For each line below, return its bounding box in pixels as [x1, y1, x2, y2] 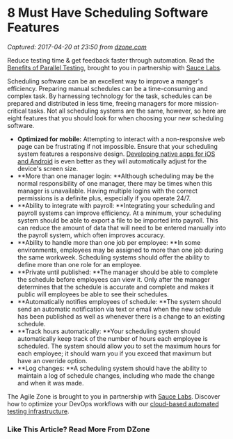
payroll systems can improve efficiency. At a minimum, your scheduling [17, 209, 222, 217]
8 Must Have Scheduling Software [7, 5, 209, 21]
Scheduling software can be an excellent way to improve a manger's [7, 77, 204, 85]
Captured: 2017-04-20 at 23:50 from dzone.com [7, 42, 147, 51]
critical [7, 106, 27, 115]
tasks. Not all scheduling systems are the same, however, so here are [28, 106, 227, 115]
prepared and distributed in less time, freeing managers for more [7, 99, 193, 107]
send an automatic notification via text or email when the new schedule [17, 305, 222, 313]
